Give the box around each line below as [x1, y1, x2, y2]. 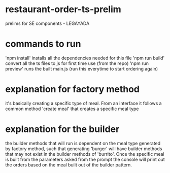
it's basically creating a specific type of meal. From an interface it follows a [5, 100, 162, 106]
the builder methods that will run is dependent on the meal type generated [5, 140, 161, 146]
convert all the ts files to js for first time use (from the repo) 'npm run [5, 60, 149, 66]
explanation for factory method [5, 84, 140, 95]
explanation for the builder [5, 123, 120, 135]
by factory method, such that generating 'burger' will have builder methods [5, 146, 162, 152]
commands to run [5, 38, 81, 50]
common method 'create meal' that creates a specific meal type [5, 106, 139, 112]
